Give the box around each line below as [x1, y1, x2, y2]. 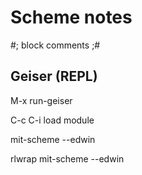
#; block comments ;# [10, 39, 101, 51]
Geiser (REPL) [10, 68, 98, 85]
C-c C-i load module [10, 114, 95, 126]
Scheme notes [10, 6, 133, 29]
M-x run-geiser [10, 94, 73, 106]
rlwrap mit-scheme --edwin [10, 152, 125, 165]
